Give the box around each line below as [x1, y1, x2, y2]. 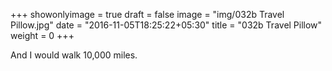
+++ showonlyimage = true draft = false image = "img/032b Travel [10, 9, 285, 20]
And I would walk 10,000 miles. [10, 49, 138, 61]
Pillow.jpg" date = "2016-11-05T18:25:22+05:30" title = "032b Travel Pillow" [10, 19, 323, 31]
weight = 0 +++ [10, 30, 75, 41]
